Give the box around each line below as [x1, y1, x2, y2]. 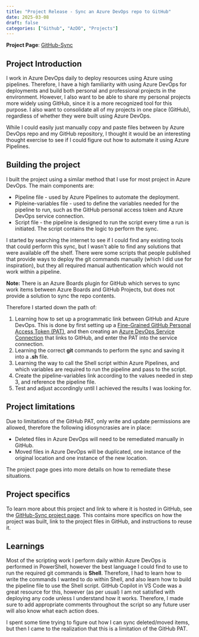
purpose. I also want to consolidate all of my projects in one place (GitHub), [6, 106, 191, 113]
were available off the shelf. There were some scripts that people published [6, 249, 191, 256]
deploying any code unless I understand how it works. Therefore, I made [6, 595, 184, 602]
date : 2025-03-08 [6, 14, 49, 20]
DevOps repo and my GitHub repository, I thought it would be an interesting [6, 130, 191, 137]
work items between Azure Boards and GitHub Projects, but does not [6, 286, 175, 293]
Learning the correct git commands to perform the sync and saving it [14, 347, 185, 354]
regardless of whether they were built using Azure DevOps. [6, 112, 151, 119]
